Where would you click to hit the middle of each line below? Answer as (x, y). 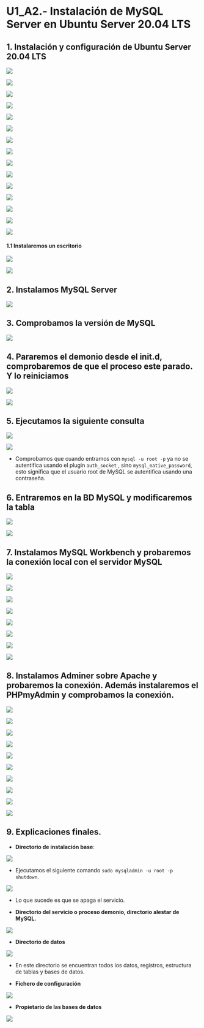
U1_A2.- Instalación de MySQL (85, 11)
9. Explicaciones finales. (54, 832)
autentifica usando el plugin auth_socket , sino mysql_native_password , (104, 465)
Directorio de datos (40, 942)
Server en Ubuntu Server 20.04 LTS (99, 24)
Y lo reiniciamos (38, 376)
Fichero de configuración (48, 983)
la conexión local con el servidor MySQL (84, 562)
